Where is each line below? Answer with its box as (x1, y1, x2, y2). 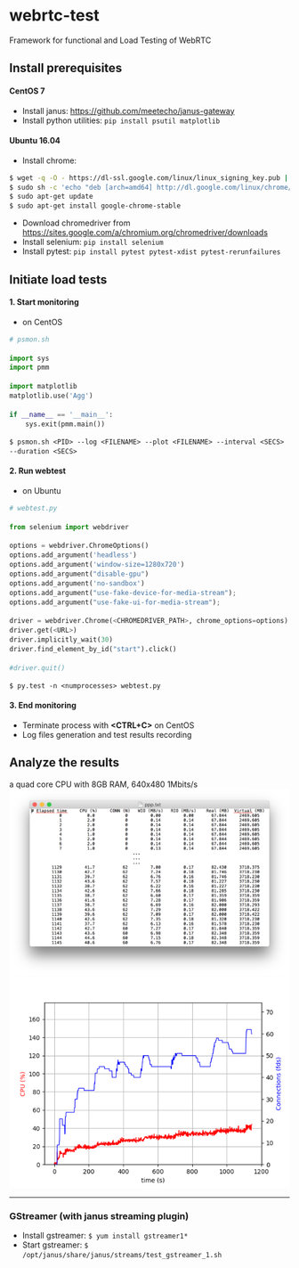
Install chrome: (21, 155, 77, 166)
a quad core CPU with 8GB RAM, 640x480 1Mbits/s (9, 779, 198, 789)
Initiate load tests (9, 272, 108, 287)
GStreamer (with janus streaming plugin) (9, 1209, 190, 1222)
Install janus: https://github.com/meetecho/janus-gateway (21, 105, 235, 116)
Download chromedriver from (21, 217, 131, 228)
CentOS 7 (9, 86, 45, 96)
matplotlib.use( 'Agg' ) (9, 391, 93, 401)
